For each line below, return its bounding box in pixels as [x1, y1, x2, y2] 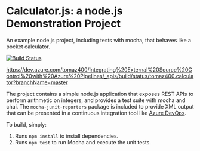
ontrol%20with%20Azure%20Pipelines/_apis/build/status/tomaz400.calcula [6, 72, 194, 79]
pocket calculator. [6, 43, 51, 50]
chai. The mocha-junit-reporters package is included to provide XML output [6, 103, 194, 110]
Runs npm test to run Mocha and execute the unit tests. [14, 138, 151, 146]
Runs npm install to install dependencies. [14, 132, 119, 140]
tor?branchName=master [6, 79, 69, 86]
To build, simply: [6, 121, 47, 128]
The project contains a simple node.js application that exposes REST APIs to [6, 90, 194, 97]
